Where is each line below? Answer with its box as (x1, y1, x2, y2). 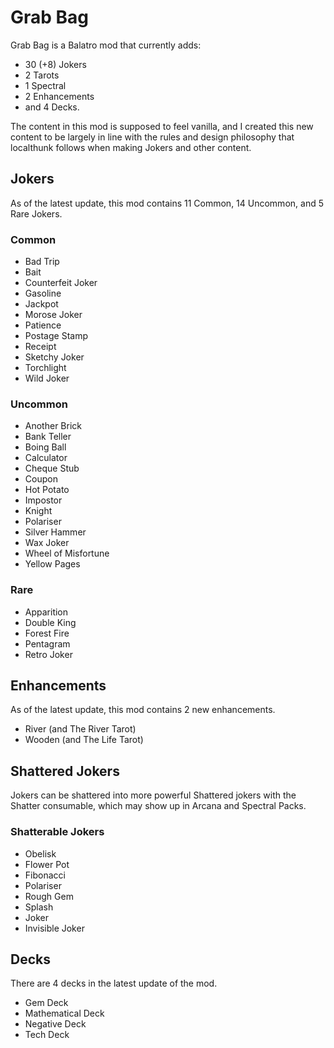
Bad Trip (24, 256, 60, 268)
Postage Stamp (24, 330, 88, 342)
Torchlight (24, 362, 67, 374)
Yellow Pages (24, 558, 81, 570)
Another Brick (24, 420, 82, 432)
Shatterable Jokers (10, 825, 105, 839)
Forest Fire (24, 627, 70, 639)
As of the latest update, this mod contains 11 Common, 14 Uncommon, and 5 (10, 197, 324, 209)
